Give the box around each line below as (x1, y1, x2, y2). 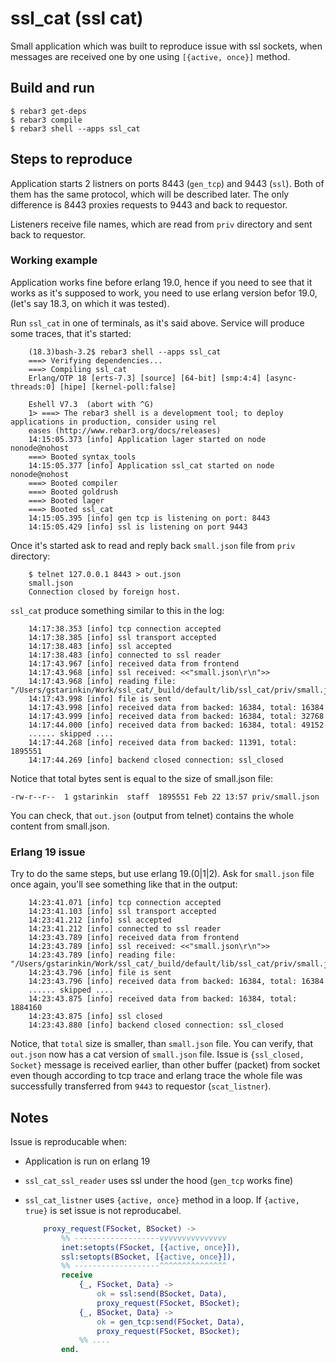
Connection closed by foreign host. (28, 587, 182, 597)
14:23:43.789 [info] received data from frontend (28, 933, 240, 943)
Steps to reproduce (10, 151, 133, 168)
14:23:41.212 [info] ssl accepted (28, 915, 172, 926)
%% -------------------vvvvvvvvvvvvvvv (61, 1233, 227, 1243)
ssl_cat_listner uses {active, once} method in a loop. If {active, (24, 1193, 300, 1206)
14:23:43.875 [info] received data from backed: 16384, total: (28, 994, 298, 1004)
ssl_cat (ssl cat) (10, 7, 144, 30)
